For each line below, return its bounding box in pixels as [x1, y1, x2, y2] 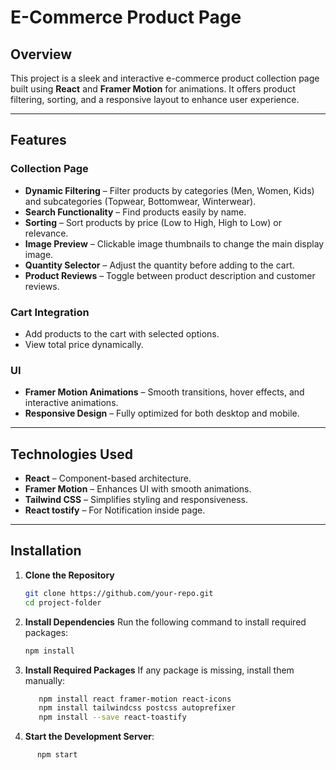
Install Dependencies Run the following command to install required [24, 616, 307, 628]
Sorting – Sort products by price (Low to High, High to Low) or [24, 216, 283, 228]
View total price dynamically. [24, 338, 144, 350]
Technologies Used [10, 446, 133, 463]
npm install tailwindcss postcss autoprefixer [38, 703, 237, 713]
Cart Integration [10, 305, 90, 319]
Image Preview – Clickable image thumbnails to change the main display [24, 237, 325, 250]
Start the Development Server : [24, 731, 155, 743]
